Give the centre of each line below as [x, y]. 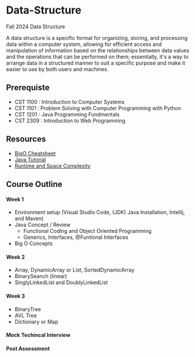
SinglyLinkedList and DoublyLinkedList [61, 282]
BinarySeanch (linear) [41, 276]
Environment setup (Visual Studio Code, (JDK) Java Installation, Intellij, [100, 212]
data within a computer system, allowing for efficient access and [84, 44]
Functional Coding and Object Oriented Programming [88, 231]
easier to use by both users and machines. [57, 69]
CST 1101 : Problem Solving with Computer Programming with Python [98, 108]
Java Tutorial [30, 159]
